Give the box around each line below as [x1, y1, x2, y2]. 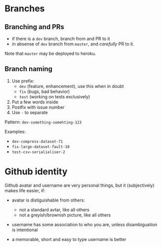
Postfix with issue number [11, 104, 65, 110]
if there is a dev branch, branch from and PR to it [11, 36, 110, 41]
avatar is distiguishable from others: [11, 197, 85, 203]
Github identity [4, 166, 68, 177]
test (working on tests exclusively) [19, 93, 90, 99]
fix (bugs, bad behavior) [19, 88, 70, 94]
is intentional [11, 227, 38, 233]
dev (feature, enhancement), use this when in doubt [19, 83, 124, 89]
